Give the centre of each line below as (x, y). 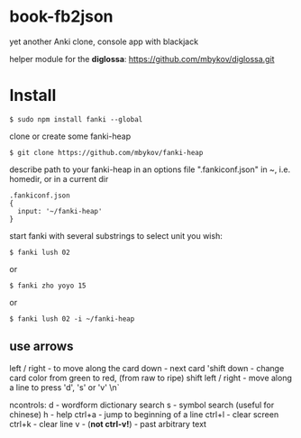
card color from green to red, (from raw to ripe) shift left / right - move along (151, 378)
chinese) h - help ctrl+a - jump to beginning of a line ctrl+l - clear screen (144, 414)
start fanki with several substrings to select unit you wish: (116, 235)
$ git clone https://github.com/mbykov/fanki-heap (106, 152)
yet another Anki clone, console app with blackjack (104, 41)
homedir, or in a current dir (59, 178)
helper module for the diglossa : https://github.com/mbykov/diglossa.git (142, 59)
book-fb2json (62, 17)
